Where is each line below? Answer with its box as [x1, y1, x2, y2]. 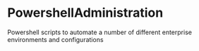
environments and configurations [7, 35, 104, 43]
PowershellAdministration [7, 5, 164, 21]
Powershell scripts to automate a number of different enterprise [7, 28, 193, 36]
